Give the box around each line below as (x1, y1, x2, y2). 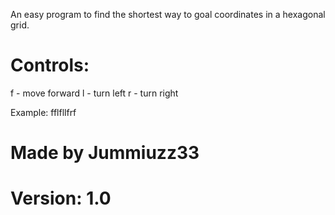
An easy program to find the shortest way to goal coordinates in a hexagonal (10, 9, 326, 20)
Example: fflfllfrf (10, 106, 77, 118)
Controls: (10, 54, 90, 77)
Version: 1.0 (10, 187, 112, 210)
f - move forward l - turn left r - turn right (10, 87, 179, 99)
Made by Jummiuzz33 (10, 142, 200, 164)
